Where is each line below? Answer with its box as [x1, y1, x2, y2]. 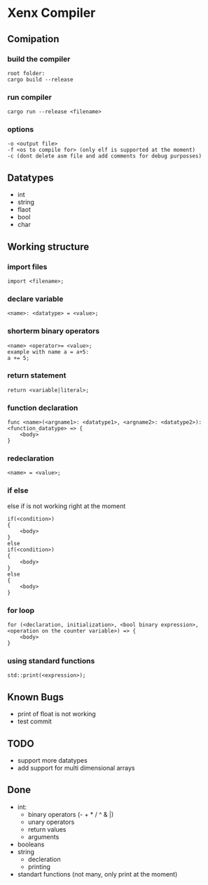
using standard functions [7, 656, 95, 666]
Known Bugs [7, 691, 64, 703]
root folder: [7, 70, 46, 77]
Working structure [7, 240, 90, 252]
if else [7, 486, 29, 496]
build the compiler [7, 54, 71, 64]
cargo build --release [7, 76, 74, 83]
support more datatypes [17, 756, 88, 764]
